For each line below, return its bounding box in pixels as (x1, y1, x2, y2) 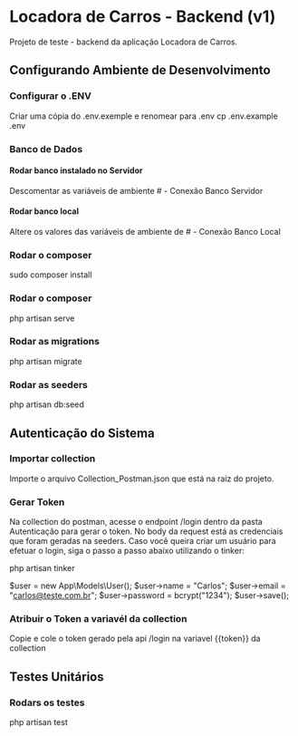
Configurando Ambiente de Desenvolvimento (9, 63, 271, 78)
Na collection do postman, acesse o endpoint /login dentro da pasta (9, 517, 263, 528)
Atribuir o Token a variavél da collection (9, 613, 187, 625)
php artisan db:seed (9, 399, 84, 410)
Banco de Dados (9, 142, 83, 155)
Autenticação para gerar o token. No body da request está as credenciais (9, 526, 284, 537)
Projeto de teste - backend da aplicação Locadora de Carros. (9, 36, 238, 47)
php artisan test (9, 717, 68, 728)
